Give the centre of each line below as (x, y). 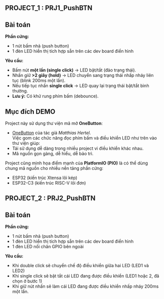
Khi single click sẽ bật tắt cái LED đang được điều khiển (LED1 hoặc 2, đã (86, 276)
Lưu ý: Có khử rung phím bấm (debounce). (55, 96)
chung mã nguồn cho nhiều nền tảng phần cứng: (54, 168)
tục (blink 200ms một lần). (39, 81)
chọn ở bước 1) (27, 281)
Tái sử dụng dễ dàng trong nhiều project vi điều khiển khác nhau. (78, 148)
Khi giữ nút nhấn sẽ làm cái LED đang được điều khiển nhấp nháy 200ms (85, 286)
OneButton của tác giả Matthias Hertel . (52, 133)
